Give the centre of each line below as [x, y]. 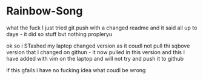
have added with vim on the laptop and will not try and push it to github [95, 58]
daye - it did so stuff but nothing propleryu [59, 34]
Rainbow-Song [45, 11]
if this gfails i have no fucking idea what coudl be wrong [76, 70]
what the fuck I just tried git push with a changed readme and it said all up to [102, 28]
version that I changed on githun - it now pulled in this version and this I [95, 52]
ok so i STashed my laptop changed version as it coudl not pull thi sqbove [98, 46]
